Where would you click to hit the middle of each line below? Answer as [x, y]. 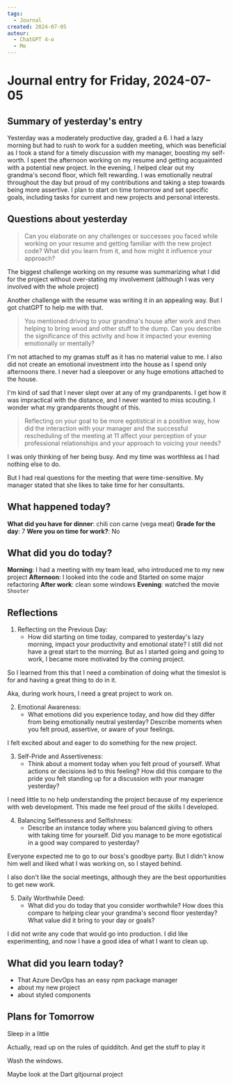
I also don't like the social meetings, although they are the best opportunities [117, 877]
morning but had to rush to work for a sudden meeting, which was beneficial [117, 145]
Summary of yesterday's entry [75, 121]
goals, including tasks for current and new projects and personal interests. [114, 197]
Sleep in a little [29, 1033]
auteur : [18, 33]
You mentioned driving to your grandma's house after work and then [122, 321]
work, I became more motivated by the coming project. [106, 659]
